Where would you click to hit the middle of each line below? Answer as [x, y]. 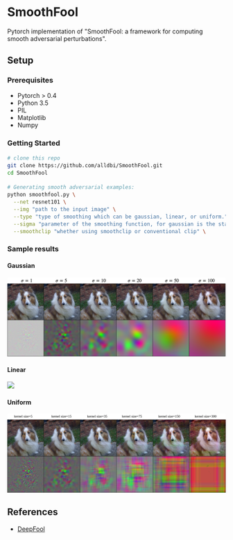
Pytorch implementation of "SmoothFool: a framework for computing [105, 31]
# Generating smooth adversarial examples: [71, 187]
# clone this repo [34, 158]
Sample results [33, 249]
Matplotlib [32, 117]
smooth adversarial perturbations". [57, 38]
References [33, 512]
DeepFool [31, 529]
